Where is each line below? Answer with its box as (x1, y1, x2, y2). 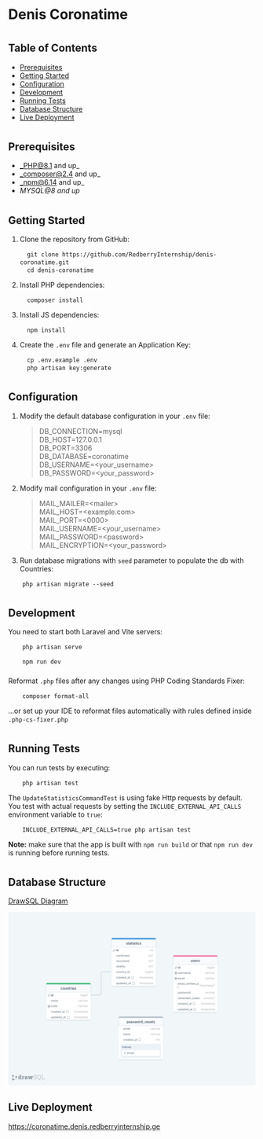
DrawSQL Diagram (8, 896, 68, 906)
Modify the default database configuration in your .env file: (19, 411, 210, 421)
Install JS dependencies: (19, 310, 100, 320)
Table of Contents (8, 42, 98, 55)
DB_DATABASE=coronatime (38, 451, 130, 461)
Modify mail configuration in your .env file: (19, 483, 157, 493)
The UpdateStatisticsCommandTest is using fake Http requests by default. (8, 792, 243, 803)
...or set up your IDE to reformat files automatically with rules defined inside (8, 706, 253, 716)
